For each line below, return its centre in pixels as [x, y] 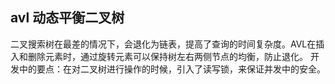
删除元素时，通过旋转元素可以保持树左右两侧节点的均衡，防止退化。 [167, 56]
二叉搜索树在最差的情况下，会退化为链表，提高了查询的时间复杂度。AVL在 [163, 44]
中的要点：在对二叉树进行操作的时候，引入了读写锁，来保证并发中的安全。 [172, 69]
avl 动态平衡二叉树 [67, 18]
